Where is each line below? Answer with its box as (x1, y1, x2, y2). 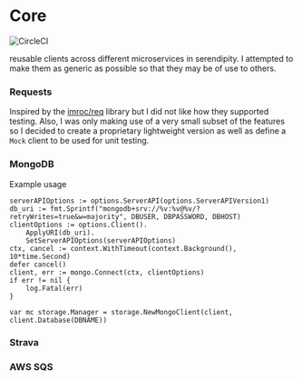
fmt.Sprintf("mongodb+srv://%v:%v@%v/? (49, 204, 201, 214)
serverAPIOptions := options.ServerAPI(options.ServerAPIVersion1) (9, 196, 270, 205)
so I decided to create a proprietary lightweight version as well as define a (9, 125, 287, 136)
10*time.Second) (9, 252, 71, 261)
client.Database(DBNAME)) (9, 315, 107, 325)
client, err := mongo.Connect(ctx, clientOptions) (9, 267, 205, 277)
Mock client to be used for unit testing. (9, 135, 150, 146)
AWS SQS (9, 361, 54, 374)
